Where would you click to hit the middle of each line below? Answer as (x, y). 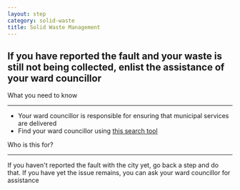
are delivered (37, 123)
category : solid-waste (41, 21)
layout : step (27, 14)
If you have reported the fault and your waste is (115, 56)
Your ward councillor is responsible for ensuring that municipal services (123, 116)
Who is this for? (30, 145)
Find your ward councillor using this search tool (88, 131)
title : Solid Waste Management (54, 27)
